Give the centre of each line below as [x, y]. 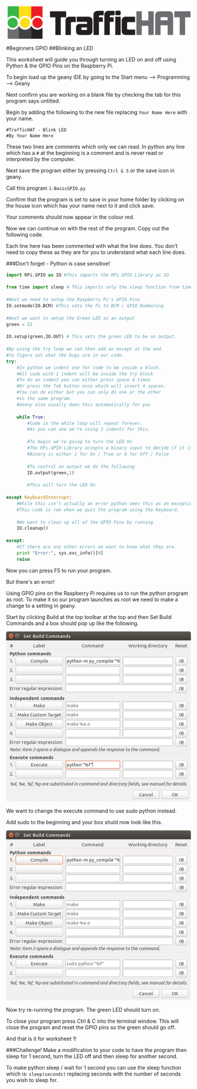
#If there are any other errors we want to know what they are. [97, 547]
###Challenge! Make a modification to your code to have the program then [96, 1050]
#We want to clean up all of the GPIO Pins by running [85, 522]
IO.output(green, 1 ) [51, 473]
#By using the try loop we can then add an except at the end [84, 349]
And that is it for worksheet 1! [41, 1039]
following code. [25, 234]
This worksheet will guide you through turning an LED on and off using [91, 59]
